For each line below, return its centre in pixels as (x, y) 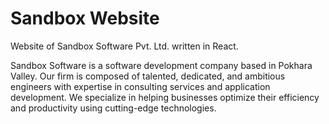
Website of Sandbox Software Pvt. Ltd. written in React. (124, 46)
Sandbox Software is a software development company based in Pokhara (161, 65)
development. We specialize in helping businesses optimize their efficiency (165, 97)
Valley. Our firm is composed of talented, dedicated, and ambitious (148, 76)
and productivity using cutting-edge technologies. (113, 108)
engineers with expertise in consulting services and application (140, 86)
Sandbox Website (85, 18)
